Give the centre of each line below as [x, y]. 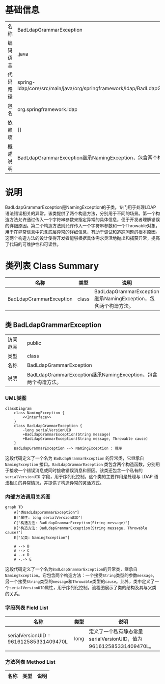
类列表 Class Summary [52, 266]
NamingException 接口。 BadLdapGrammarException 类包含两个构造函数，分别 [80, 464]
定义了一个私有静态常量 [116, 631]
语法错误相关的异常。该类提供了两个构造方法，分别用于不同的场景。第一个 [80, 213]
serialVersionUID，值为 [116, 639]
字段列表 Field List [27, 608]
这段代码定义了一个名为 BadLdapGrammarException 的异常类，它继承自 [75, 458]
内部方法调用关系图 [28, 497]
